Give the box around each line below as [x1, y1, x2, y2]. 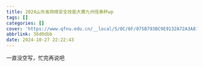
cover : [6, 25, 23, 32]
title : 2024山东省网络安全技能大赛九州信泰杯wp [6, 8, 114, 15]
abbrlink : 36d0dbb [6, 31, 53, 37]
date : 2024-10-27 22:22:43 [6, 37, 74, 43]
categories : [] [6, 20, 45, 26]
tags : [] [6, 14, 28, 21]
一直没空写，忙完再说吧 [6, 54, 65, 61]
